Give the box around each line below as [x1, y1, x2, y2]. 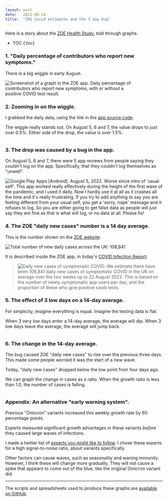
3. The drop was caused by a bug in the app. [5, 146, 115, 153]
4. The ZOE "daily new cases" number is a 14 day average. [5, 222, 150, 229]
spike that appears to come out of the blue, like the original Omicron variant [5, 465, 161, 471]
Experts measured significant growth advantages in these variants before [5, 425, 156, 431]
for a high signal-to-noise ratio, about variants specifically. [5, 445, 126, 451]
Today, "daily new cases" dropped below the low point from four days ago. [5, 367, 159, 373]
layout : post [5, 7, 32, 13]
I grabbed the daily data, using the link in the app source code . [5, 114, 134, 120]
